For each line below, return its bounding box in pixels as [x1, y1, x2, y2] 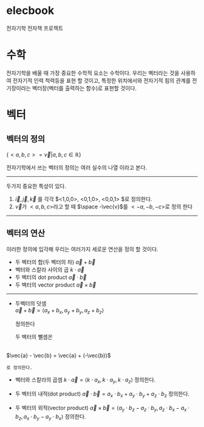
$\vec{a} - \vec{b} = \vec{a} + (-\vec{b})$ [6, 352, 111, 359]
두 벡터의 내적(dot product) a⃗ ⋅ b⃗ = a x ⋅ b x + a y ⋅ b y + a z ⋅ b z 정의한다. [15, 390, 190, 399]
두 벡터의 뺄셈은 [15, 333, 53, 341]
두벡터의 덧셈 [15, 299, 47, 307]
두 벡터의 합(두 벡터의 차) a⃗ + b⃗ [15, 258, 96, 265]
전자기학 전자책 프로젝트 [6, 24, 64, 32]
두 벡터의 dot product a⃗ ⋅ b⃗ [15, 273, 87, 281]
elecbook [6, 4, 55, 18]
